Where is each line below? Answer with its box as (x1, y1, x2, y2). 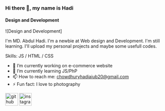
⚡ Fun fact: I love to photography (12, 81, 80, 87)
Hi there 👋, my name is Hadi (5, 5, 74, 12)
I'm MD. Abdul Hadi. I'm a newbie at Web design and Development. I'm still (5, 38, 160, 44)
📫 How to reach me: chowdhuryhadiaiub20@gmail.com (12, 74, 129, 80)
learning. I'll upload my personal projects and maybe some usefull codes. (5, 43, 157, 49)
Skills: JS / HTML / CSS (5, 53, 54, 59)
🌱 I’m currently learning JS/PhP (12, 68, 77, 74)
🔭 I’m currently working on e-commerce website (12, 63, 113, 69)
